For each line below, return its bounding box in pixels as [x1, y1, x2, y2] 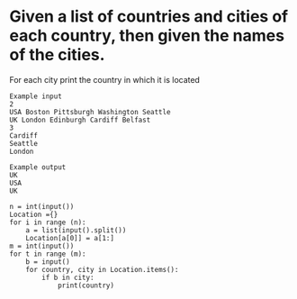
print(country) [57, 281, 115, 290]
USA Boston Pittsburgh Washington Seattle [9, 107, 171, 116]
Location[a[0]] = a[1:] [25, 233, 115, 242]
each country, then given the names [9, 25, 285, 46]
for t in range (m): [9, 249, 87, 258]
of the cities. [9, 45, 105, 65]
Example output [9, 162, 67, 172]
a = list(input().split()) [25, 225, 127, 235]
